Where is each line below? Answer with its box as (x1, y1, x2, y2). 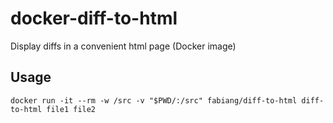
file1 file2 (46, 104, 97, 114)
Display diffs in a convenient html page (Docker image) (10, 40, 237, 52)
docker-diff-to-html (10, 7, 178, 30)
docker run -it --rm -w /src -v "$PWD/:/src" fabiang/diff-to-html (10, 95, 298, 106)
